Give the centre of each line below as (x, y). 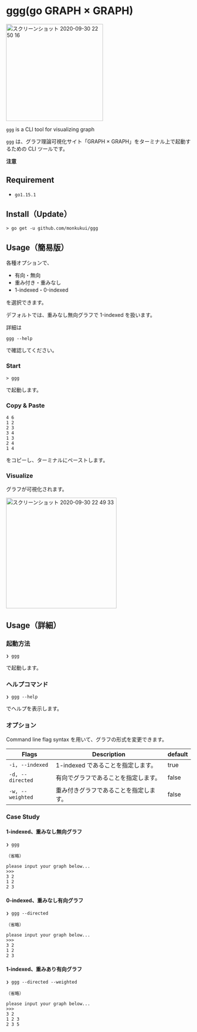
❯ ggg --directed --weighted (42, 982)
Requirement (30, 180)
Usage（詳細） (34, 625)
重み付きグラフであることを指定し (103, 790)
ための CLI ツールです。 (40, 149)
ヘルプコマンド (27, 684)
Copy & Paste (26, 405)
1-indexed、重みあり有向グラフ (44, 969)
